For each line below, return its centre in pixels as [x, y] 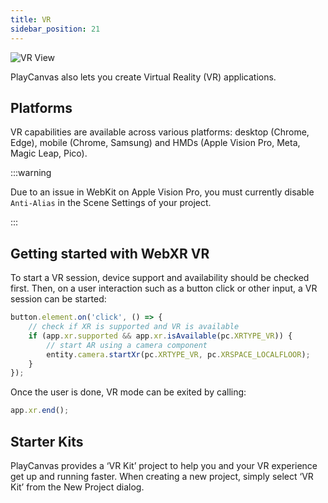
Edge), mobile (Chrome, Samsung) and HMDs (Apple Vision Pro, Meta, [155, 143]
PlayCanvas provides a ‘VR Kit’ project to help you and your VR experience [164, 465]
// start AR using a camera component [127, 345]
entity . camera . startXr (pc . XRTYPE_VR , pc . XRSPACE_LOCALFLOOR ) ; [178, 354]
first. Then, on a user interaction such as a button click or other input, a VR [164, 288]
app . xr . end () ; [40, 411]
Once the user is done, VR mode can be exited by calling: [128, 392]
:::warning [31, 173]
